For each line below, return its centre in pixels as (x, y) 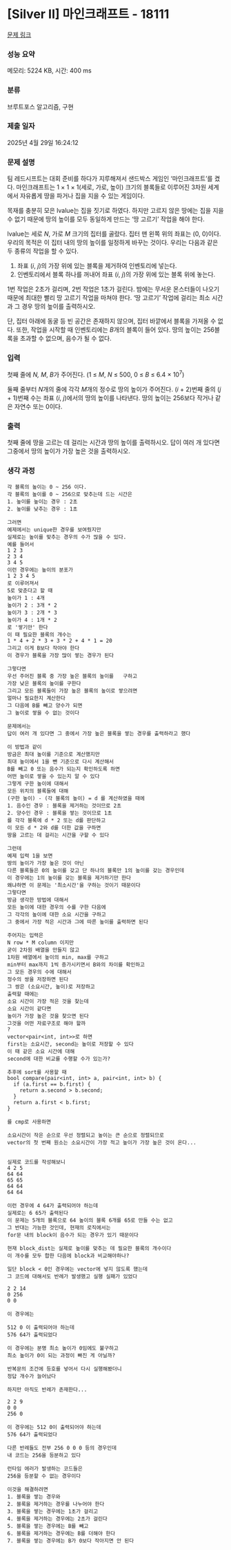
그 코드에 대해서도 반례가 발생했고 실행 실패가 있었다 (72, 1276)
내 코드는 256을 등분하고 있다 (44, 1455)
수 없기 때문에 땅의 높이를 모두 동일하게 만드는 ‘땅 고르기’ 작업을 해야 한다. (106, 219)
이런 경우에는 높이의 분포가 (40, 570)
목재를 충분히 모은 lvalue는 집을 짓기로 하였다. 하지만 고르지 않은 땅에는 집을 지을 (115, 211)
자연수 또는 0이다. (38, 407)
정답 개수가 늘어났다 (32, 1376)
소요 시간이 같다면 (29, 1009)
